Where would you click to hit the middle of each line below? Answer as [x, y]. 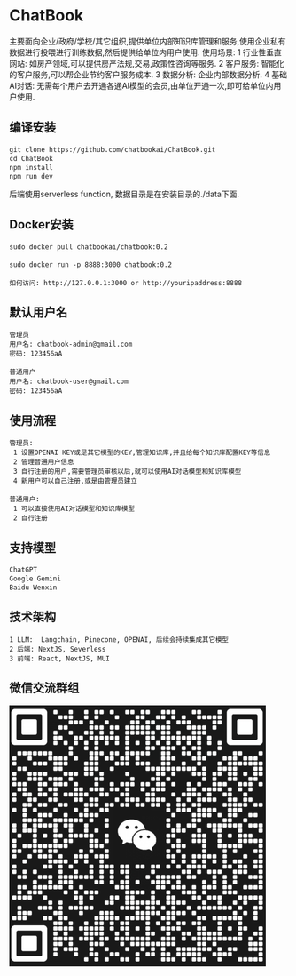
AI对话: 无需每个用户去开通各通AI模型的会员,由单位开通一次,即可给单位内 [141, 85]
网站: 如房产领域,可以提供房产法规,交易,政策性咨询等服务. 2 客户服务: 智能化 [147, 63]
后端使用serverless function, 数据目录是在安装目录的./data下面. [124, 194]
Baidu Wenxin [33, 588]
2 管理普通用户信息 [43, 462]
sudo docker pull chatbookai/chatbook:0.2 [89, 247]
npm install [31, 167]
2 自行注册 [31, 518]
